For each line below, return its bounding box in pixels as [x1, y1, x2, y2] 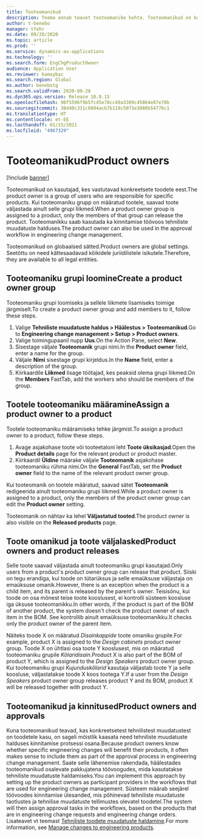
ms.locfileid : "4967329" [6, 128, 69, 134]
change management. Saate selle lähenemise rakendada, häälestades [6, 759, 181, 766]
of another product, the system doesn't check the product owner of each [6, 607, 189, 614]
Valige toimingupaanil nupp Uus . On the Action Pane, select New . [15, 336, 178, 344]
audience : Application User [6, 65, 78, 72]
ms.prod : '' [6, 43, 36, 49]
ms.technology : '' [6, 54, 53, 60]
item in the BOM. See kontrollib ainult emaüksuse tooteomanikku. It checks [6, 614, 192, 621]
